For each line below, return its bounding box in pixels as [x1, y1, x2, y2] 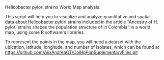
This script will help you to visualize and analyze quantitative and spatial [5, 14, 151, 19]
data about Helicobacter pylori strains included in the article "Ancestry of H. [5, 19, 159, 25]
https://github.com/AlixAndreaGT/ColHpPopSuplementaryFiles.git [5, 49, 138, 55]
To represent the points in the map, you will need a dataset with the [5, 39, 141, 45]
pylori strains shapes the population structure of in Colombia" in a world [5, 24, 151, 30]
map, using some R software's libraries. [5, 30, 85, 35]
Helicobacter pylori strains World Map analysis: [5, 4, 101, 10]
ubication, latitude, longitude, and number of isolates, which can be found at [5, 44, 160, 50]
